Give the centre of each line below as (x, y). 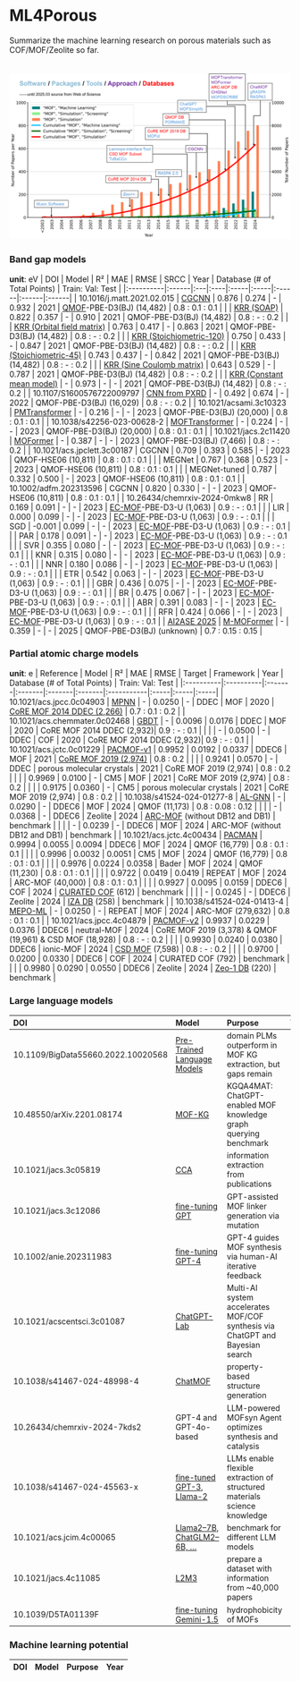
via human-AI (252, 1256)
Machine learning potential (69, 1645)
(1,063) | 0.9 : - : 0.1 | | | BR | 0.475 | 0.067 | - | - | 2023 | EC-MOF (151, 592)
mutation (243, 1225)
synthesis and (252, 1436)
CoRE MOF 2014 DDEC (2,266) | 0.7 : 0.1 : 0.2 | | (97, 711)
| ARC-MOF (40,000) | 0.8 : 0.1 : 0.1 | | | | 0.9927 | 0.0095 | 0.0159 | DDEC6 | (148, 882)
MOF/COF (245, 1317)
